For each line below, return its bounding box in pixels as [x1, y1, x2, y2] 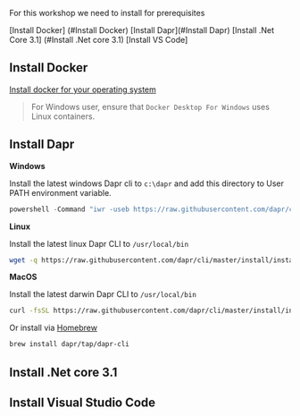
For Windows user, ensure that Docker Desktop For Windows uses [30, 101, 271, 112]
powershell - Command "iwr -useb [9, 205, 129, 214]
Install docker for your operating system [9, 84, 156, 95]
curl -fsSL [9, 306, 50, 316]
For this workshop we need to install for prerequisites [9, 8, 205, 18]
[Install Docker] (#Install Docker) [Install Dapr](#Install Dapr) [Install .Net [9, 25, 275, 35]
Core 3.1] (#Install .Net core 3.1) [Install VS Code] [9, 35, 188, 45]
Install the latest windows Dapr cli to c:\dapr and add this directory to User [9, 178, 284, 189]
